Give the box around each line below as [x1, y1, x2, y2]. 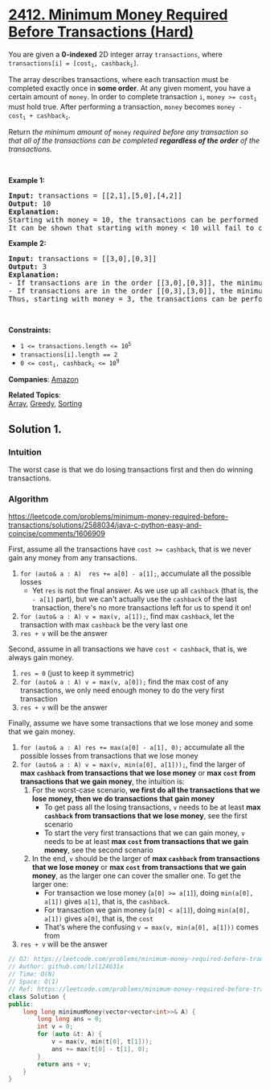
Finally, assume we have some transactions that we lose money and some [8, 718, 253, 728]
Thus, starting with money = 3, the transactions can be [8, 294, 238, 304]
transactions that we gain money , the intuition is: [19, 776, 185, 787]
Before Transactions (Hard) [8, 23, 194, 41]
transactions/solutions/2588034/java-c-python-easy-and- [8, 520, 202, 530]
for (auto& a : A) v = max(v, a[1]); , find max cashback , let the [19, 611, 235, 622]
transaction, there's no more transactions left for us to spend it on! [31, 603, 252, 613]
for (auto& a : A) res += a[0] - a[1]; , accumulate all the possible [19, 568, 252, 578]
